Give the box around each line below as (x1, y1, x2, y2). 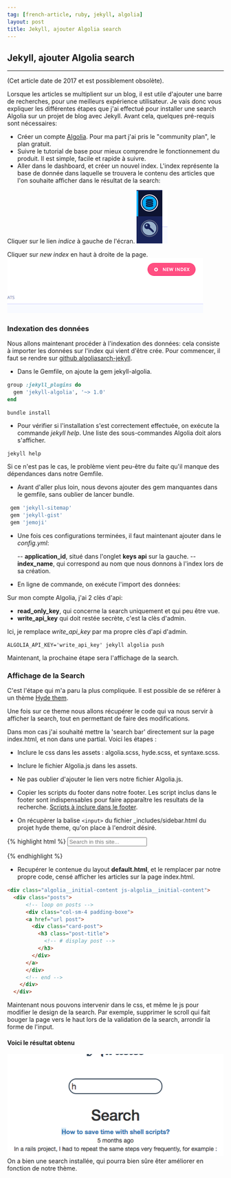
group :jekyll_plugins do (7, 382, 81, 389)
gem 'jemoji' (10, 519, 48, 526)
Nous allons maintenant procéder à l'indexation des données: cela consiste (7, 339, 220, 347)
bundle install (7, 409, 51, 416)
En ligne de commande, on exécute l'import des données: (16, 580, 181, 588)
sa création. (16, 566, 51, 575)
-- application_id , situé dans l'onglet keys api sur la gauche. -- (16, 552, 196, 560)
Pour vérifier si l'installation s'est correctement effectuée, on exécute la (16, 422, 220, 430)
